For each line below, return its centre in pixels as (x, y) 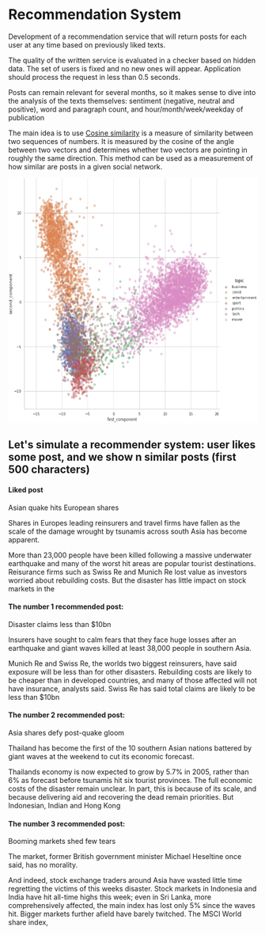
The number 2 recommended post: (66, 715)
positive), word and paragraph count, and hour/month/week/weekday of (126, 109)
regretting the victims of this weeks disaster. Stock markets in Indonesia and (132, 889)
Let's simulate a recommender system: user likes (132, 445)
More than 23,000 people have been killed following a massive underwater (130, 555)
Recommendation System (95, 15)
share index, (28, 922)
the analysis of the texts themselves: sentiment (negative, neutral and (121, 101)
